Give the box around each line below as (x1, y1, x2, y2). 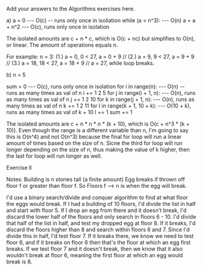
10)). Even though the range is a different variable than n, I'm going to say (6, 127, 189, 133)
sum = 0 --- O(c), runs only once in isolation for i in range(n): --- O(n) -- (6, 83, 185, 90)
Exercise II (6, 164, 32, 171)
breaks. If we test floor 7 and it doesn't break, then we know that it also (6, 245, 183, 252)
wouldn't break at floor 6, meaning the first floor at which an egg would (6, 252, 183, 259)
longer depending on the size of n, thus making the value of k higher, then (6, 146, 190, 153)
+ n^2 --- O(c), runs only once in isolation (6, 24, 110, 30)
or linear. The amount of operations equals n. (6, 42, 118, 48)
